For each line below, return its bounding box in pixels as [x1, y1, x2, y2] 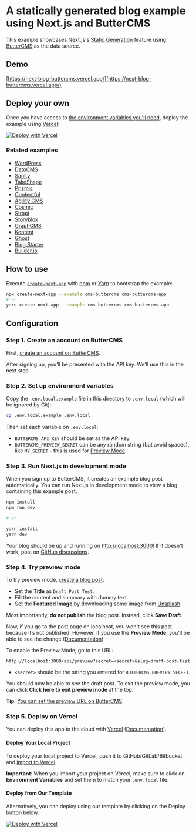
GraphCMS [14, 222, 42, 229]
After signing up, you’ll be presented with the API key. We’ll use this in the [6, 361, 184, 368]
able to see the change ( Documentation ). [6, 635, 106, 642]
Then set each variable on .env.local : [6, 424, 99, 431]
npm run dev [6, 505, 35, 511]
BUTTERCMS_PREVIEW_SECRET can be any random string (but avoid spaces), [14, 441, 190, 448]
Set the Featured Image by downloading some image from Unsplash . [14, 600, 182, 607]
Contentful [14, 191, 40, 198]
